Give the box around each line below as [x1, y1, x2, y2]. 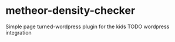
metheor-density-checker [5, 4, 136, 17]
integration [5, 29, 32, 36]
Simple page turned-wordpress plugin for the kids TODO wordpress [5, 23, 170, 30]
